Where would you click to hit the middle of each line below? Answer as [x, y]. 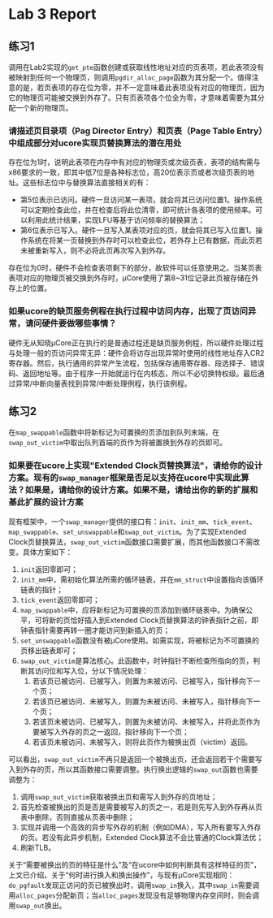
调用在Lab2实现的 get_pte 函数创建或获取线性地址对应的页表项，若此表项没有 [136, 67]
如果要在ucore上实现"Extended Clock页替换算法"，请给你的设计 [136, 465]
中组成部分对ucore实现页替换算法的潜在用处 [95, 143]
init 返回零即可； [49, 569]
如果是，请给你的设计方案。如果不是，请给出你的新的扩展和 [141, 490]
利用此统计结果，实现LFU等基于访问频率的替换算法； [116, 220]
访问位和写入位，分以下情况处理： [91, 670]
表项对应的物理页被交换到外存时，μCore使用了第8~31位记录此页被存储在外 [134, 278]
